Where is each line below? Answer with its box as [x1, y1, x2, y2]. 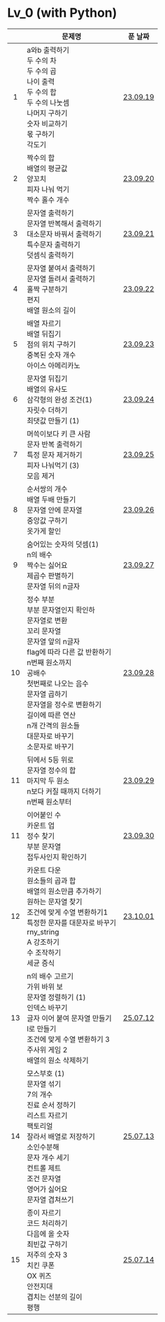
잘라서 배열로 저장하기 [27, 1131, 96, 1141]
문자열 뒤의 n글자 [27, 581, 80, 591]
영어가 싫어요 [27, 1184, 68, 1194]
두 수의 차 [27, 55, 57, 65]
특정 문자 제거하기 [27, 450, 82, 460]
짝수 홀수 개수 [27, 195, 70, 205]
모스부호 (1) [27, 1068, 65, 1078]
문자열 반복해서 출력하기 [27, 219, 102, 229]
